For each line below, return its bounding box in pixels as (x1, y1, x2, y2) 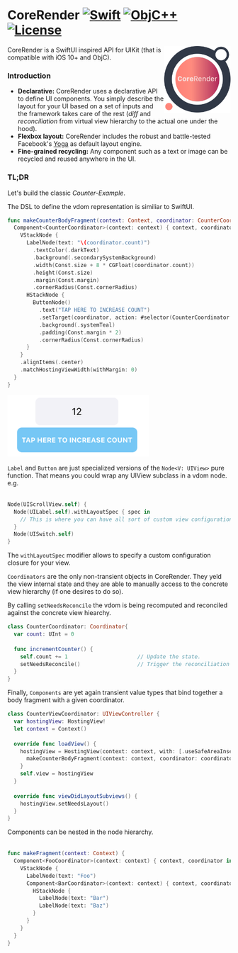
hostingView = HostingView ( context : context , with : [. (20, 748, 186, 755)
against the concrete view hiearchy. (7, 609, 112, 617)
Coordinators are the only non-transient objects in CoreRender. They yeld (7, 573, 222, 581)
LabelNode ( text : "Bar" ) (38, 895, 110, 902)
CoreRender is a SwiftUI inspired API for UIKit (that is (7, 45, 161, 54)
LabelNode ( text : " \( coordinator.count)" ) (25, 239, 151, 247)
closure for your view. (7, 558, 71, 567)
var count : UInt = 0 (13, 631, 74, 638)
